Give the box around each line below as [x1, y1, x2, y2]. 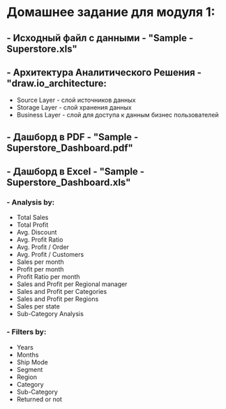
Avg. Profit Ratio [16, 235, 63, 244]
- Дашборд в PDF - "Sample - [6, 131, 139, 143]
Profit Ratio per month [16, 273, 81, 281]
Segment [16, 365, 43, 373]
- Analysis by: [6, 198, 55, 207]
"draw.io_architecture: [6, 77, 107, 89]
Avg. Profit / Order [16, 243, 69, 251]
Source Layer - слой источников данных [16, 96, 136, 105]
